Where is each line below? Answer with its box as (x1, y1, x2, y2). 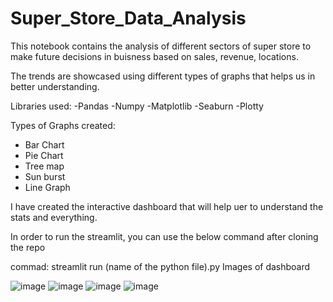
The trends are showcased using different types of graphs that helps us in (10, 70, 316, 82)
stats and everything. (10, 211, 98, 223)
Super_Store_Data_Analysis (10, 7, 247, 30)
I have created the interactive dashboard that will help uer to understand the (10, 200, 324, 212)
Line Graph (24, 181, 71, 193)
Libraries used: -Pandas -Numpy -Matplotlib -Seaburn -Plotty (10, 100, 264, 112)
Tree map (24, 160, 65, 172)
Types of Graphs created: (10, 119, 116, 131)
